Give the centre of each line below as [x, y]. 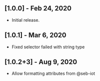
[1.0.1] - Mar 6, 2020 [35, 35]
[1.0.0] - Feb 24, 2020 [38, 8]
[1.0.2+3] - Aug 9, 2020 [41, 62]
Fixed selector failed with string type [48, 47]
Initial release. [25, 20]
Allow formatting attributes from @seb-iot [53, 74]
